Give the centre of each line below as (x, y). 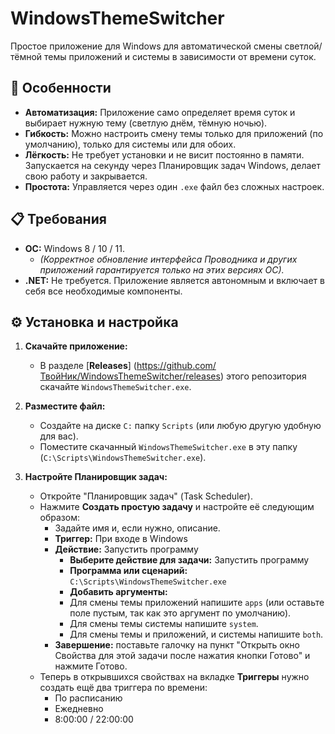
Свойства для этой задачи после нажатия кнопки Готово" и (182, 656)
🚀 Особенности (61, 88)
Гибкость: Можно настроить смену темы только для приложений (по (174, 133)
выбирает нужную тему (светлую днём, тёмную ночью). (146, 123)
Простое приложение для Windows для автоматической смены (146, 46)
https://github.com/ (176, 366)
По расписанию (88, 698)
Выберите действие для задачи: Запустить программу (189, 560)
